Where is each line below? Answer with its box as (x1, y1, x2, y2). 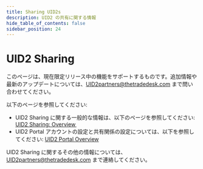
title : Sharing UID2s (6, 9, 61, 15)
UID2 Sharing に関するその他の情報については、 (6, 148, 126, 156)
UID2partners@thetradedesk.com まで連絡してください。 (6, 156, 151, 164)
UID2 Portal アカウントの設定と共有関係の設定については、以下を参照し (15, 128, 194, 136)
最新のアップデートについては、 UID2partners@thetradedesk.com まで (6, 80, 183, 88)
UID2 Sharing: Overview (15, 121, 76, 128)
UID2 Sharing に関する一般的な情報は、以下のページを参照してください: (15, 114, 196, 122)
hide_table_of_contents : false (6, 20, 86, 26)
